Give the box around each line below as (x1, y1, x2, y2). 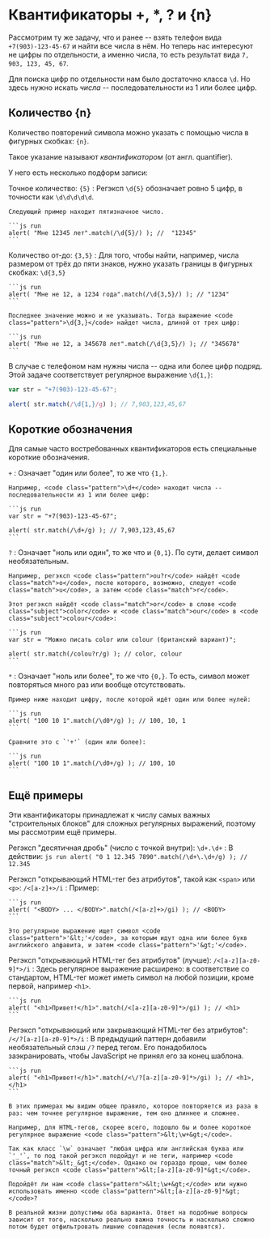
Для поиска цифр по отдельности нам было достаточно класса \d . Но (8, 74, 251, 83)
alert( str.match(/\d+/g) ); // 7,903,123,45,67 (8, 527, 175, 535)
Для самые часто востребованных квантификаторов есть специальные (8, 444, 257, 454)
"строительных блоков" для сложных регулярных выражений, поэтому (8, 818, 256, 828)
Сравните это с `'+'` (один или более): (8, 738, 147, 746)
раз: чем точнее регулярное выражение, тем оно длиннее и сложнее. (8, 1109, 241, 1117)
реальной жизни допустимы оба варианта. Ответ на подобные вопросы (15, 1209, 248, 1217)
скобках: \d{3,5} (8, 267, 66, 277)
